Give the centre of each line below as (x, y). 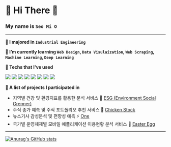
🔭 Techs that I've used (29, 67)
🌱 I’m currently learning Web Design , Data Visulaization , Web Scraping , (80, 52)
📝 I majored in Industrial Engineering (46, 42)
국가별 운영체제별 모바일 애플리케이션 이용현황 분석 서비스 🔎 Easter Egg (84, 124)
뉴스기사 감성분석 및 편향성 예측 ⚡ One (51, 116)
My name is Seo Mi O (31, 26)
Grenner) (22, 104)
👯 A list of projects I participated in (42, 87)
